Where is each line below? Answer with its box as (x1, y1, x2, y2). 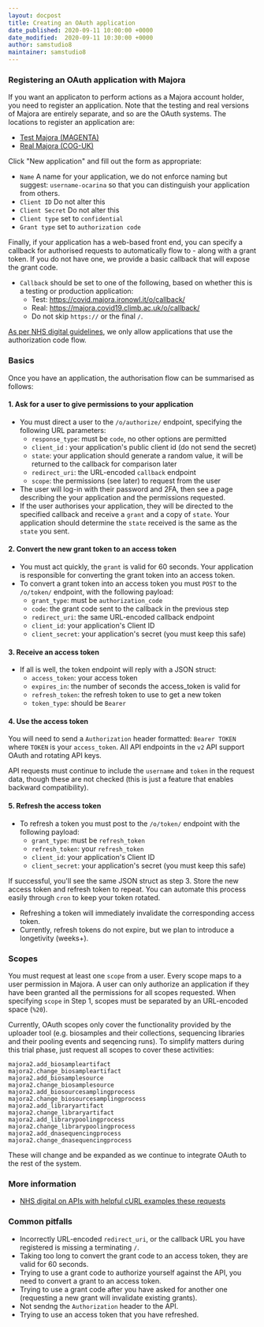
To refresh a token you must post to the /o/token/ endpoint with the (19, 819, 240, 828)
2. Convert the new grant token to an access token (8, 545, 177, 554)
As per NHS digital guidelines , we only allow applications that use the (8, 327, 233, 337)
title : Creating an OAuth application (8, 19, 136, 27)
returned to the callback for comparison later (31, 459, 177, 469)
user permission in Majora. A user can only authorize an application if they (8, 979, 250, 989)
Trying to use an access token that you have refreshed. (19, 1310, 199, 1319)
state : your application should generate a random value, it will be (31, 451, 244, 460)
